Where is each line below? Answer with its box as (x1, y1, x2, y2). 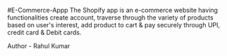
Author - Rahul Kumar (7, 42, 70, 50)
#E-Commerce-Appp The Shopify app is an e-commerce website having (7, 6, 219, 14)
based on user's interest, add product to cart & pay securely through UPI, (7, 21, 221, 29)
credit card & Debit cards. (7, 28, 82, 36)
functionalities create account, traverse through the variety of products (7, 13, 214, 22)
